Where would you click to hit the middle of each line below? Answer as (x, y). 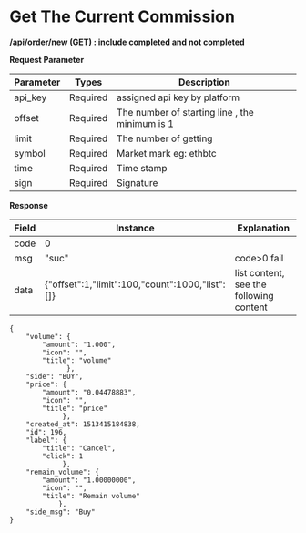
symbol (30, 153)
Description (204, 82)
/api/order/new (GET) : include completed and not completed (127, 42)
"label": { (46, 440)
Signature (138, 182)
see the (250, 284)
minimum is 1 (146, 123)
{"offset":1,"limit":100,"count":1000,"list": (135, 284)
